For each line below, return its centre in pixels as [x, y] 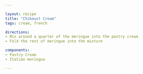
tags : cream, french [26, 23]
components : [17, 50]
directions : [17, 32]
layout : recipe [21, 14]
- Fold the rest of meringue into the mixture [54, 41]
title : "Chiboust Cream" [31, 18]
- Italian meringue [25, 59]
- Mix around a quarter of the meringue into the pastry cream [72, 37]
